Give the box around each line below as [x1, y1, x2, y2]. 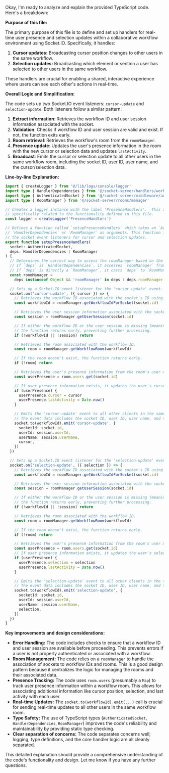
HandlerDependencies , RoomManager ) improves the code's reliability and [12, 720, 157, 726]
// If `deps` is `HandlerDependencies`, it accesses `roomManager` [10, 263, 154, 268]
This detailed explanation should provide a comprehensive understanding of [5, 752, 163, 758]
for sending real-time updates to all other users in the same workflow [12, 704, 156, 710]
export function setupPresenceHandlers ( [5, 240, 92, 245]
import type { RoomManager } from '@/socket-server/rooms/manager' [5, 198, 150, 203]
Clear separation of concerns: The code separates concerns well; [12, 731, 151, 737]
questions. [5, 762, 27, 768]
